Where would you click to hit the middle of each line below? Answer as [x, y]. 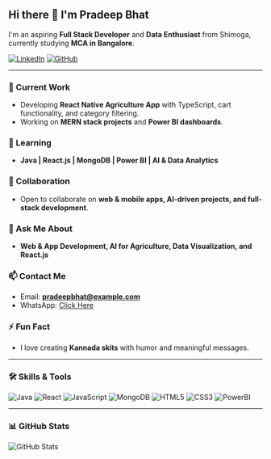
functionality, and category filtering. [79, 113]
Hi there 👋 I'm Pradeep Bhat [79, 15]
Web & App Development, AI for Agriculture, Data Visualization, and [136, 246]
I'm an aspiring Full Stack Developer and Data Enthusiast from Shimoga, [130, 34]
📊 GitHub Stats [39, 426]
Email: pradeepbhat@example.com [80, 297]
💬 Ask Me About [40, 229]
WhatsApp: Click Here [57, 305]
